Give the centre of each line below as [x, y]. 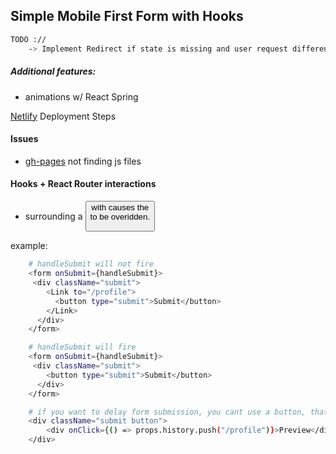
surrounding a [53, 216]
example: [29, 246]
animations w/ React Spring [81, 96]
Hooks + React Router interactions [83, 184]
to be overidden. [120, 216]
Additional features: [53, 71]
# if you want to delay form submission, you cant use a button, [167, 412]
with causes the [120, 207]
